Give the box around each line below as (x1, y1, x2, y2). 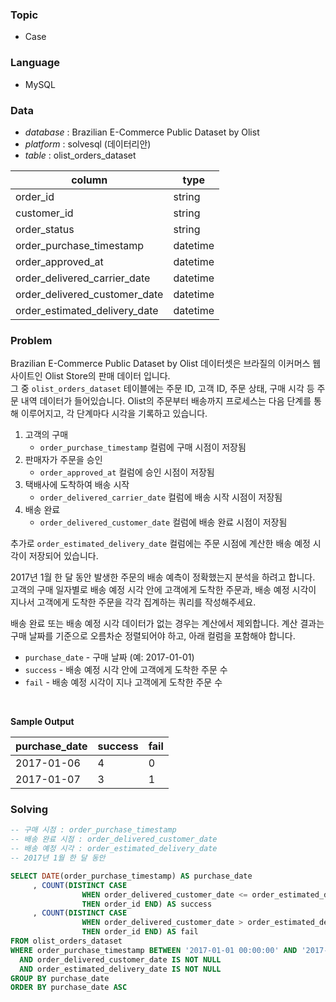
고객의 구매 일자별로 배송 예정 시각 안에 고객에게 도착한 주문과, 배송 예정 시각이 (10, 584, 317, 596)
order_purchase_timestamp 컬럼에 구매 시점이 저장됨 (39, 441, 247, 453)
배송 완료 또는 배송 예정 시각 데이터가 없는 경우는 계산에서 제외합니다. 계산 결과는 (10, 618, 325, 630)
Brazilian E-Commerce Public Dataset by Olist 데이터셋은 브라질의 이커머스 (10, 358, 311, 370)
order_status (15, 222, 75, 236)
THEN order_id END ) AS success (81, 899, 213, 909)
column (71, 173, 108, 187)
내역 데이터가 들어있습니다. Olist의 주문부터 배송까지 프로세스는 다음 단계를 (20, 395, 312, 407)
